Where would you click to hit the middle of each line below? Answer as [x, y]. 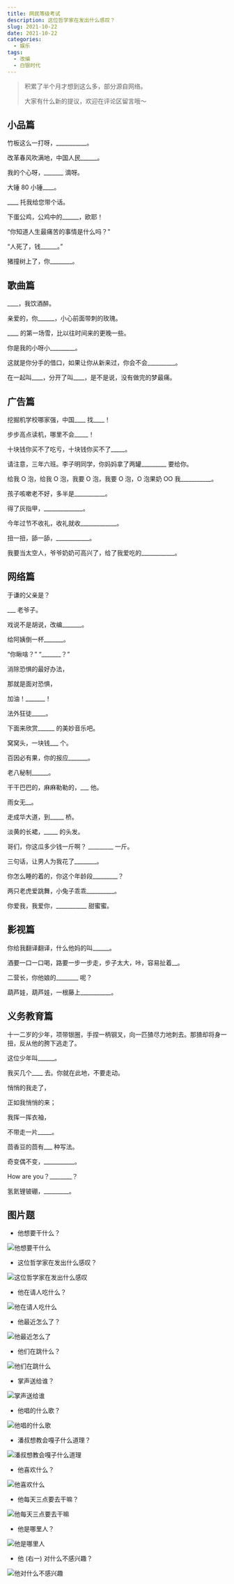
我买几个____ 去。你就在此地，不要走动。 [65, 1072]
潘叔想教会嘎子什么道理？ [54, 1440]
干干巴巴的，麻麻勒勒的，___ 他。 [55, 787]
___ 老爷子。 [25, 609]
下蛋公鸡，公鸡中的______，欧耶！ [55, 217]
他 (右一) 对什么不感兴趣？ [55, 1559]
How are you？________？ [43, 1176]
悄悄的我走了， [29, 1088]
